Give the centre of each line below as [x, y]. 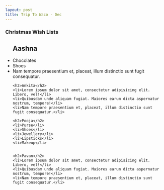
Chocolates [24, 60]
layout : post [19, 10]
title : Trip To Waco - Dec [33, 15]
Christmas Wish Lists [32, 32]
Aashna [25, 48]
